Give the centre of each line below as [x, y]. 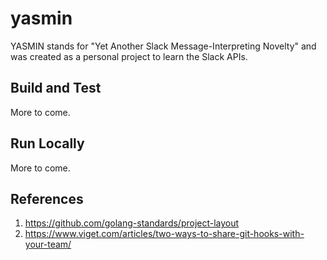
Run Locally [47, 143]
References [47, 198]
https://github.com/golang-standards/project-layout [132, 223]
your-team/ [48, 244]
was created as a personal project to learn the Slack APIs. [129, 56]
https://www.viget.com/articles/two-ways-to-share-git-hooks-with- [164, 234]
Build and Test [56, 88]
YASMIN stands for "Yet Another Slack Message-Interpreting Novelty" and [163, 46]
